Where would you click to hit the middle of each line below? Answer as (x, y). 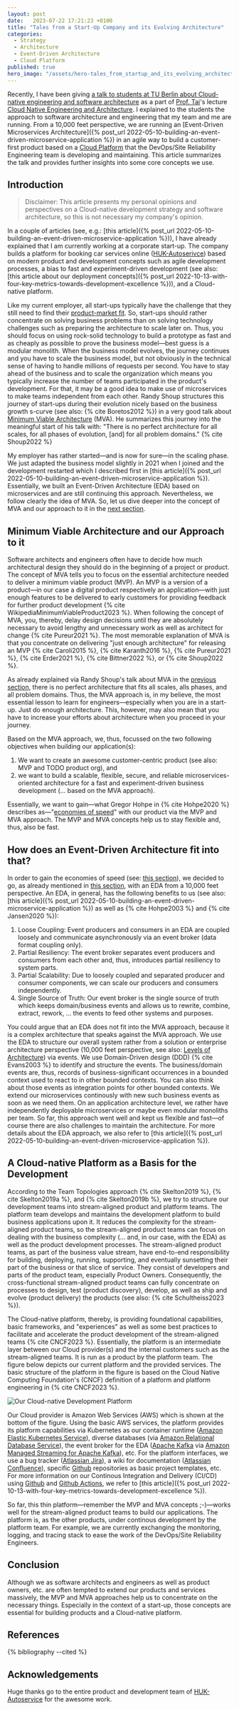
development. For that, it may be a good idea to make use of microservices (117, 389)
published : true (31, 67)
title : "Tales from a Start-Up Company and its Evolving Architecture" (116, 27)
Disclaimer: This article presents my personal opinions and (111, 202)
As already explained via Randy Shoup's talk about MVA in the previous (112, 679)
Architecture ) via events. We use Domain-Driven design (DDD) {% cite (110, 1057)
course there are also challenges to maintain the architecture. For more (111, 1125)
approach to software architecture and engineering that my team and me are (119, 117)
